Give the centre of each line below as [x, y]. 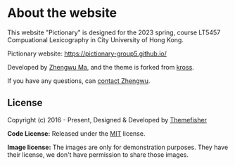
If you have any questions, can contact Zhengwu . [79, 81]
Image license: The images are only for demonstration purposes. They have [118, 147]
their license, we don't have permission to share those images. [98, 154]
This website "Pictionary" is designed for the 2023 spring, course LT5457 [114, 32]
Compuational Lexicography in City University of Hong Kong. [96, 39]
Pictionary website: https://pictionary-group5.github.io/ [87, 53]
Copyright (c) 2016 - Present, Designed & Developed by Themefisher [107, 120]
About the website [62, 13]
